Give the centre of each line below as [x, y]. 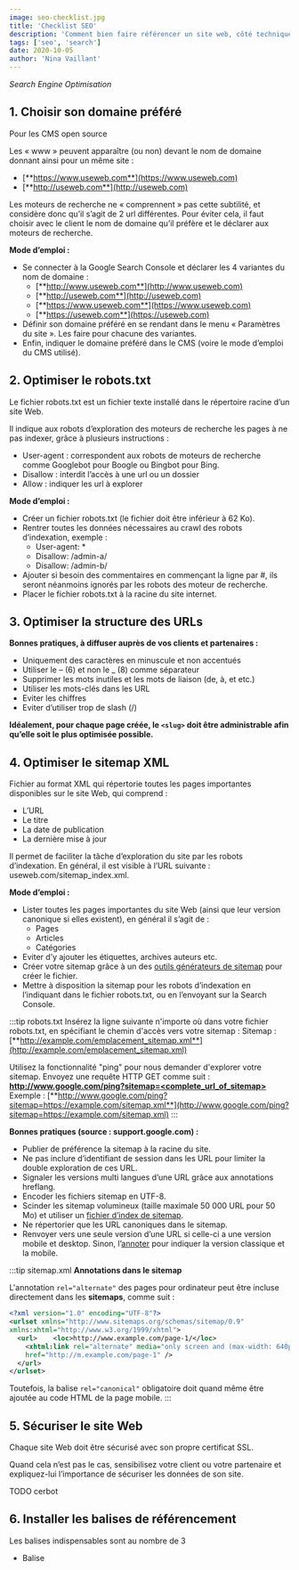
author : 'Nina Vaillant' [55, 59]
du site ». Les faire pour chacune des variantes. [109, 333]
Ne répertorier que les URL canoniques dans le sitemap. [125, 1224]
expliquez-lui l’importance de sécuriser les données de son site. [127, 1474]
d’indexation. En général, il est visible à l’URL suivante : [110, 866]
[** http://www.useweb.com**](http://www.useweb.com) [139, 286]
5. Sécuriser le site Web [76, 1426]
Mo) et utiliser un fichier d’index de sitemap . [103, 1216]
